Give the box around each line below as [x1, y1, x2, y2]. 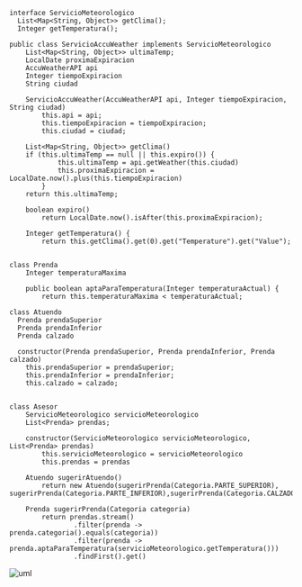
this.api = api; [41, 111, 102, 120]
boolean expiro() [25, 205, 91, 214]
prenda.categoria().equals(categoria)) [9, 528, 159, 537]
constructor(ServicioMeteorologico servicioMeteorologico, [25, 434, 252, 443]
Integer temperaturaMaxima [25, 268, 127, 277]
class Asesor [9, 402, 58, 411]
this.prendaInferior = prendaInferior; [25, 371, 175, 380]
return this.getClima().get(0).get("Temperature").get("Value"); [41, 237, 292, 246]
